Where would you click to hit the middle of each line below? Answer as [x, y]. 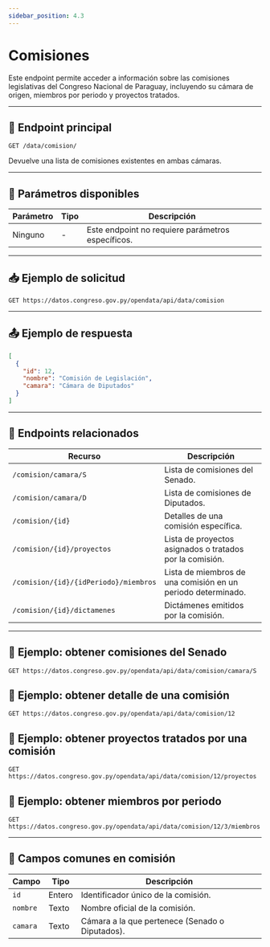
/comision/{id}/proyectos [62, 549]
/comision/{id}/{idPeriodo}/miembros [84, 582]
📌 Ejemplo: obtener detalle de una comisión [119, 695]
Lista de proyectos [199, 539]
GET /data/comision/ [43, 146]
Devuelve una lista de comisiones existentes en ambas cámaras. [115, 161]
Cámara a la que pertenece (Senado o [153, 920]
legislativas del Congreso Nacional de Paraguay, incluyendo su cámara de [131, 86]
